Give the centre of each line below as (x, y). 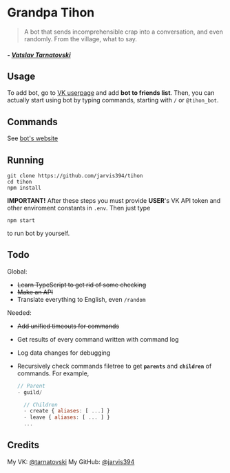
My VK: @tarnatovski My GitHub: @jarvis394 (71, 461)
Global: (17, 271)
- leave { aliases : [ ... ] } (67, 417)
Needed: (20, 312)
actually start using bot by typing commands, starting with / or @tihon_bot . (113, 100)
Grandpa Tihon (51, 13)
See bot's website (33, 138)
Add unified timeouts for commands (68, 326)
